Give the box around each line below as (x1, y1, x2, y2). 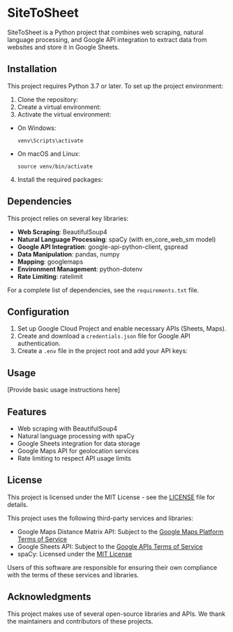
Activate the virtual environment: (17, 110, 112, 118)
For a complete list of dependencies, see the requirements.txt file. (7, 285, 200, 294)
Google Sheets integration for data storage (17, 439, 141, 447)
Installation (7, 63, 57, 75)
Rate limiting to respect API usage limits (17, 454, 131, 462)
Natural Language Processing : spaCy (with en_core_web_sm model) (17, 235, 216, 243)
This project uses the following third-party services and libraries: (7, 514, 194, 522)
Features (7, 405, 47, 417)
